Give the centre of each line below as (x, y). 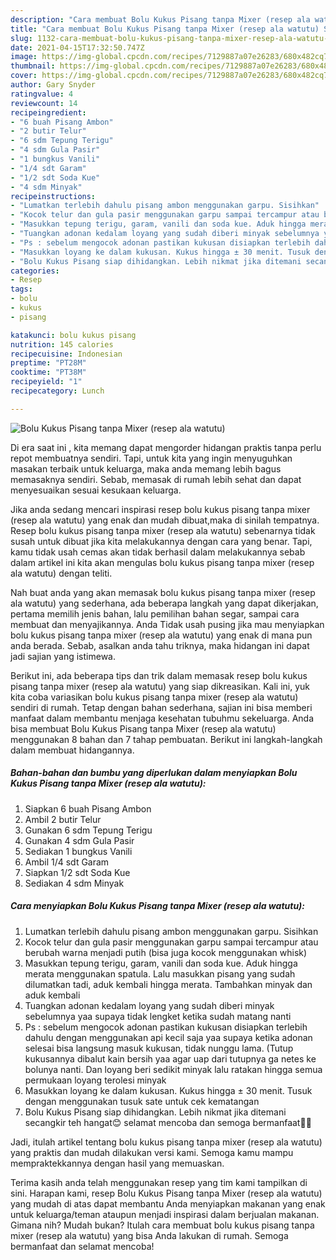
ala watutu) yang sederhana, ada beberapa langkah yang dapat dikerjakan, (164, 603)
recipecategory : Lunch (57, 391)
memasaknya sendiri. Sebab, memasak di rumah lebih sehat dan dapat (156, 479)
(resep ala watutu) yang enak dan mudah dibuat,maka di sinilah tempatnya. (165, 520)
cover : (24, 76)
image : (24, 57)
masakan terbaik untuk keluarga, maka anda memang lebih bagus (146, 468)
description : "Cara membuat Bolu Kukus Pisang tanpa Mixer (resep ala (160, 19)
